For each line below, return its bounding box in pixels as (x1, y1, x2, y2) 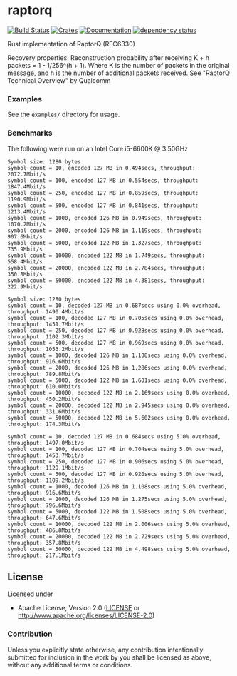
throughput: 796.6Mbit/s (7, 502, 81, 509)
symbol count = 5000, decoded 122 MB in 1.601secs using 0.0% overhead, (7, 377, 228, 384)
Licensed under (7, 590, 53, 598)
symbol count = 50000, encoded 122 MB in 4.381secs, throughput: (7, 277, 205, 284)
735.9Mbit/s (7, 246, 43, 253)
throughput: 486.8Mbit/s (7, 527, 81, 534)
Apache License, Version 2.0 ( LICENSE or (17, 604, 140, 612)
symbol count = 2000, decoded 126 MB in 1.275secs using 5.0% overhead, (7, 495, 228, 503)
